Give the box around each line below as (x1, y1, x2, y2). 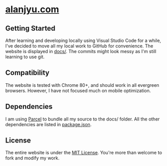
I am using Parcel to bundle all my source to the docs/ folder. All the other (5, 116, 160, 122)
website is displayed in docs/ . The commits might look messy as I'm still (5, 49, 157, 54)
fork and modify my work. (5, 155, 60, 161)
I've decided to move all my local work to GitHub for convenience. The (5, 43, 153, 49)
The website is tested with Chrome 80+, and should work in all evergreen (5, 82, 159, 88)
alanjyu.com (5, 4, 59, 15)
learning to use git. (5, 54, 45, 60)
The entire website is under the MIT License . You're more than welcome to (5, 150, 162, 156)
